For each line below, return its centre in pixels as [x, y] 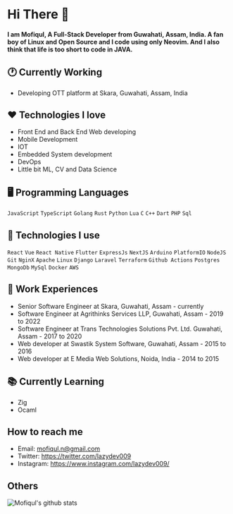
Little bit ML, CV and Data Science [67, 169]
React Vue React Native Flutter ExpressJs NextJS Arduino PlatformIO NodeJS [117, 253]
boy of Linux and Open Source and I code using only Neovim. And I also [114, 42]
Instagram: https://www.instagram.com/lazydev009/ [94, 464]
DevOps [29, 162]
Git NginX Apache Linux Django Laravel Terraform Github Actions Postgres [114, 260]
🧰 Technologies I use [54, 235]
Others [23, 486]
